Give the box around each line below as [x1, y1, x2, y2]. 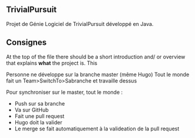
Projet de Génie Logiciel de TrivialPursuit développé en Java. [6, 20, 154, 27]
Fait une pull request [14, 112, 65, 120]
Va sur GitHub [14, 106, 49, 113]
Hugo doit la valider [14, 119, 62, 126]
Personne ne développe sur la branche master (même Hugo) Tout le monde [6, 71, 190, 78]
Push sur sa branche [14, 100, 65, 107]
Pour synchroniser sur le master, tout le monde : [6, 88, 123, 96]
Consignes [6, 38, 47, 48]
